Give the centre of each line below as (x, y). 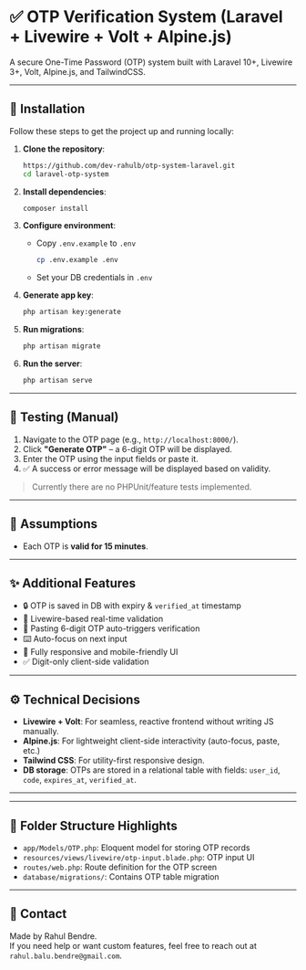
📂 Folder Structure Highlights (93, 825)
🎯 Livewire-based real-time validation (93, 619)
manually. (41, 732)
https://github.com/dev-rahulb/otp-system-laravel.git (129, 165)
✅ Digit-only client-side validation (86, 662)
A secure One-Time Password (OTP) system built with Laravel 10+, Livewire (151, 62)
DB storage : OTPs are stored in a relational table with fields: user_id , (151, 770)
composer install (56, 208)
